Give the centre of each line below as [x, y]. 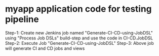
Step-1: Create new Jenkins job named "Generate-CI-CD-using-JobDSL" [79, 33]
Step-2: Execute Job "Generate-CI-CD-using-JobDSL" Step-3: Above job [79, 43]
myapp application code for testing [79, 9]
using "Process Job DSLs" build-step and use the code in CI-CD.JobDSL [79, 38]
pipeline [22, 19]
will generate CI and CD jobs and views [45, 48]
